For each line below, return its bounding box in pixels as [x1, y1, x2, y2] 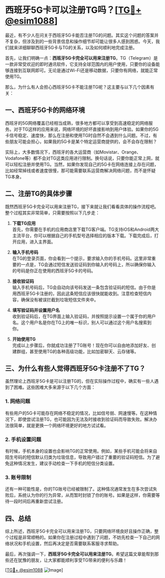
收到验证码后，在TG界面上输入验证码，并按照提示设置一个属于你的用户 [12, 313, 156, 319]
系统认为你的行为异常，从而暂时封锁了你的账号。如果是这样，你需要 [18, 492, 156, 498]
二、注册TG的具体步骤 [5, 189, 73, 198]
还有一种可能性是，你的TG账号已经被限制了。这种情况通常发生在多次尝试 [5, 486, 153, 492]
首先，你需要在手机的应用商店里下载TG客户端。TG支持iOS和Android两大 [12, 226, 159, 232]
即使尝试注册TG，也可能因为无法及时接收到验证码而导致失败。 [18, 416, 145, 422]
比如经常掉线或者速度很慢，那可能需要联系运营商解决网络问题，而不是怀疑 [5, 167, 156, 173]
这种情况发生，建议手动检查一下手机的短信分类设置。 [9, 460, 117, 466]
